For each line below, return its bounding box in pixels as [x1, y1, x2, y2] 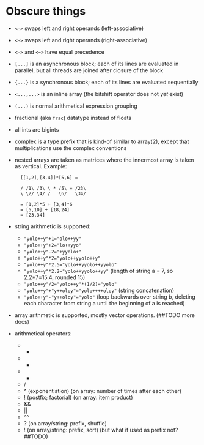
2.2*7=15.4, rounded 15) [23, 274, 86, 281]
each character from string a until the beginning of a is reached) [23, 299, 185, 307]
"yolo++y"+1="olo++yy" [23, 236, 82, 242]
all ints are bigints [14, 125, 59, 133]
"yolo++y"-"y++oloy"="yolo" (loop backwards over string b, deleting [23, 293, 196, 301]
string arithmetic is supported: [14, 222, 91, 230]
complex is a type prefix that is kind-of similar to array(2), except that [14, 138, 189, 145]
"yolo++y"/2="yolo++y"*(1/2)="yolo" [23, 281, 117, 287]
